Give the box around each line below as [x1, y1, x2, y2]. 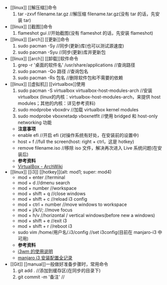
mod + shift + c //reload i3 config [17, 196, 88, 202]
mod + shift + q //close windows [17, 191, 86, 197]
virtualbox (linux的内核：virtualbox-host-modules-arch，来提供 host [17, 94, 161, 100]
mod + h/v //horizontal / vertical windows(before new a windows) [17, 212, 155, 218]
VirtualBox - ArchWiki [17, 163, 63, 170]
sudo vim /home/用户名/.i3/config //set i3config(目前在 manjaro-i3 [17, 229, 157, 235]
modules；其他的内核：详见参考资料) [17, 100, 96, 106]
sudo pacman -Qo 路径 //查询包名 [17, 68, 89, 74]
